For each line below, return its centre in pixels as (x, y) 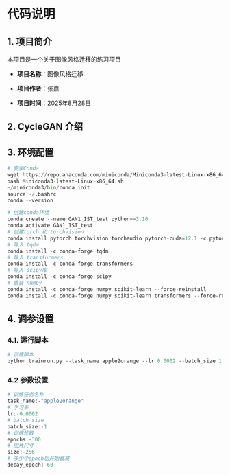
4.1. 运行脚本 (28, 340)
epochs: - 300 (24, 439)
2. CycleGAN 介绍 (45, 127)
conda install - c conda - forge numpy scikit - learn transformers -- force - (113, 296)
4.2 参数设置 (28, 380)
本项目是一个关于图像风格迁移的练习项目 (64, 59)
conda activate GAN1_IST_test (50, 226)
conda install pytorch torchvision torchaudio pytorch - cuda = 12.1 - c (107, 238)
